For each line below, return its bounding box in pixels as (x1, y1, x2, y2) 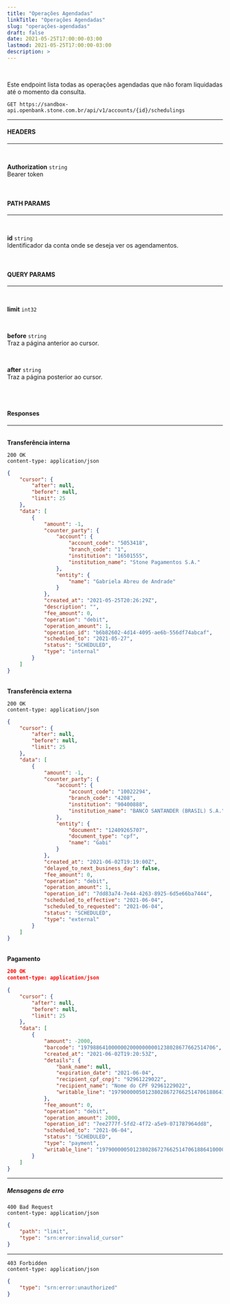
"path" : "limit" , (19, 1229, 69, 1235)
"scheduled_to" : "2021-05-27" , (43, 635, 133, 642)
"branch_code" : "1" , (68, 546, 127, 553)
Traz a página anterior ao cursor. (7, 339, 99, 347)
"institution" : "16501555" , (68, 553, 149, 560)
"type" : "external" (43, 916, 99, 923)
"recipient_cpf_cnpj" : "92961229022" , (55, 1076, 167, 1083)
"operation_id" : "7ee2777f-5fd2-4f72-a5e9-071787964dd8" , (43, 1121, 213, 1128)
